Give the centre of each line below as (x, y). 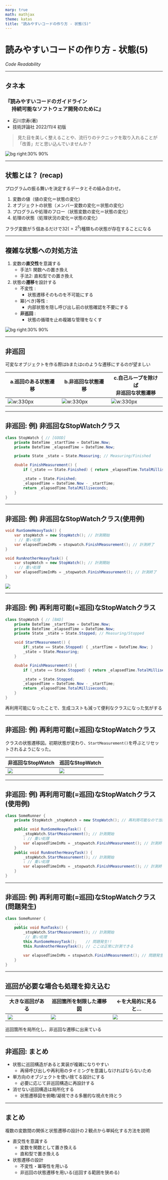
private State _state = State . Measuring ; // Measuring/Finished (82, 456)
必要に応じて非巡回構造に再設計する (57, 1083)
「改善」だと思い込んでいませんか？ (54, 143)
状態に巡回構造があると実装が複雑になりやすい (60, 1065)
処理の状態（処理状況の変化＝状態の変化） (56, 217)
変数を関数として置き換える (48, 1147)
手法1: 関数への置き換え (44, 270)
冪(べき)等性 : (34, 301)
